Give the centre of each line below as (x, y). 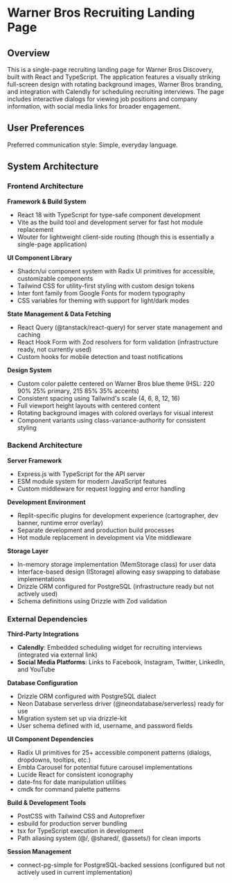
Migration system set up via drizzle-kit (72, 718)
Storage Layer (28, 551)
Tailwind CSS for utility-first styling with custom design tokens (106, 286)
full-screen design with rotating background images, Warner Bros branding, (115, 84)
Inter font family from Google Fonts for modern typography (101, 293)
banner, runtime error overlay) (60, 522)
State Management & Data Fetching (59, 313)
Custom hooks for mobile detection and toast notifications (100, 356)
